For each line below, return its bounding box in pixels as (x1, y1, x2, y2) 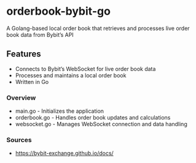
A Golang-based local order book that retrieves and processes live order (6, 25, 190, 32)
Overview (6, 93, 36, 102)
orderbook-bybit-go (6, 4, 111, 18)
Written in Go (15, 78, 49, 85)
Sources (6, 135, 32, 144)
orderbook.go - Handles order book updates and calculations (15, 114, 171, 121)
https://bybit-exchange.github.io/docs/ (15, 150, 114, 157)
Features (6, 49, 41, 59)
